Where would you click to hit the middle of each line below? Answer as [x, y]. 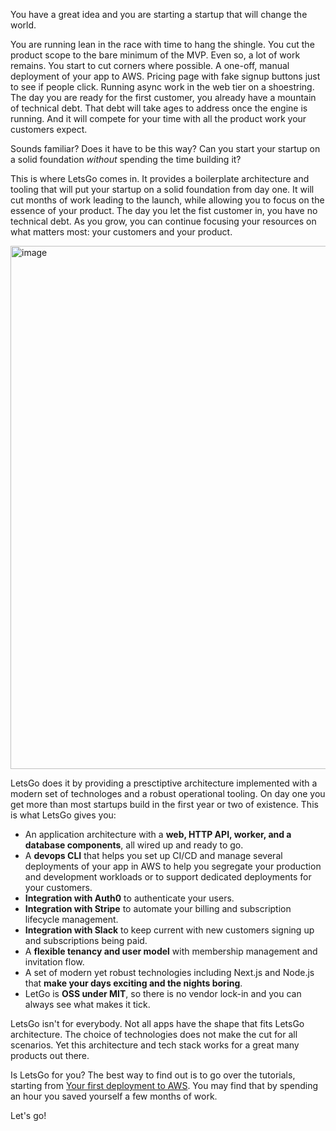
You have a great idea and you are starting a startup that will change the [159, 14]
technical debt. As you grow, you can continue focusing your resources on [163, 221]
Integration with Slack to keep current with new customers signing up [169, 930]
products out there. [50, 1055]
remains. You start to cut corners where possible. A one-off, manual [150, 65]
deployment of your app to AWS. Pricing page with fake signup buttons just [165, 76]
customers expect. [49, 129]
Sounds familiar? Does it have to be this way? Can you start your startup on [165, 148]
